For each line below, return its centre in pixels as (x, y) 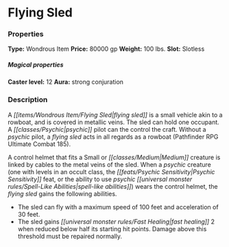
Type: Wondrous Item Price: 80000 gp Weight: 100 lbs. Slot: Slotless (106, 49)
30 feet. (29, 214)
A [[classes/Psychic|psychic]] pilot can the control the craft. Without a (107, 129)
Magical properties (36, 65)
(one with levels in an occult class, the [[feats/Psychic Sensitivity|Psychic (111, 172)
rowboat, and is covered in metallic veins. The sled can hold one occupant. (114, 122)
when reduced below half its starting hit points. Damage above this (112, 228)
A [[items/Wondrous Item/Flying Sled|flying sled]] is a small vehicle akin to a (115, 115)
